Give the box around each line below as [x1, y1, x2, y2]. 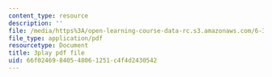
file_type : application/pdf [8, 34, 104, 43]
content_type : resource [8, 11, 89, 20]
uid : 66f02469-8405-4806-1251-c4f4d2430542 [8, 57, 158, 65]
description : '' [8, 19, 63, 27]
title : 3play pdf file [8, 49, 85, 57]
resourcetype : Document [8, 42, 89, 50]
